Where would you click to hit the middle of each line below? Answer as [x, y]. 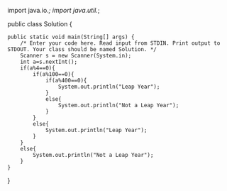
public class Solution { [40, 24]
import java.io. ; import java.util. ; [54, 10]
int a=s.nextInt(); [49, 62]
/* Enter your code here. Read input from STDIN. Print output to [120, 43]
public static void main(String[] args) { [71, 37]
